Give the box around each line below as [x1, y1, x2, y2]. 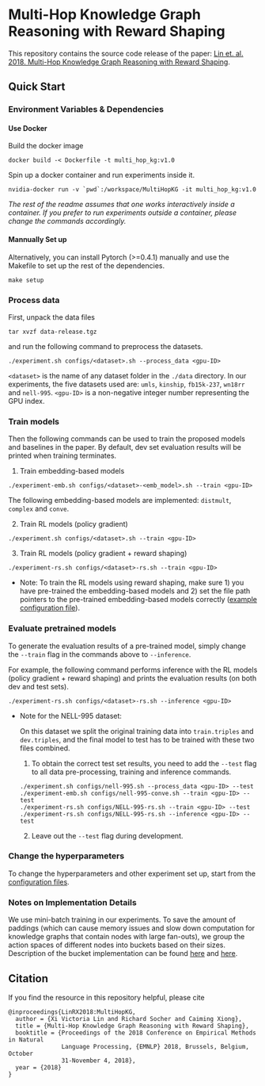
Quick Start [8, 80, 66, 94]
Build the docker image [8, 141, 84, 151]
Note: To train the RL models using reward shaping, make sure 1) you [19, 578, 244, 588]
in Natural [8, 1035, 44, 1044]
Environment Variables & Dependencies [8, 104, 165, 115]
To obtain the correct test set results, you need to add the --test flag [31, 758, 257, 768]
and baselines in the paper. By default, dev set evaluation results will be [8, 443, 242, 452]
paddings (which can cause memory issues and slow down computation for [8, 923, 256, 933]
